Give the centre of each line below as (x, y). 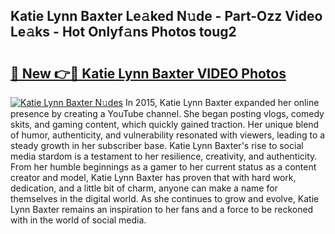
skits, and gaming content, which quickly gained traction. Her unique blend (165, 124)
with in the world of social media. (78, 220)
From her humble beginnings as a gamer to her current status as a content (163, 167)
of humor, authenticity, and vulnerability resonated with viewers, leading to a (168, 135)
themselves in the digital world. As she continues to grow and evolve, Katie (165, 198)
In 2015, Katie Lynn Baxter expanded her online (222, 102)
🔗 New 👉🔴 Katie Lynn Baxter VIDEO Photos (148, 73)
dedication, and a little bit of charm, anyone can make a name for (144, 188)
